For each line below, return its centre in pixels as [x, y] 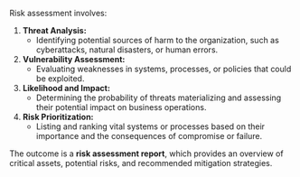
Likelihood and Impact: [66, 88]
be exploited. [60, 79]
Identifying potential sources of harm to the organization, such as [158, 40]
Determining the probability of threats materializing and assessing [159, 98]
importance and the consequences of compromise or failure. [149, 136]
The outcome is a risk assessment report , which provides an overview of [146, 154]
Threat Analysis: [55, 30]
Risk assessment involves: [58, 13]
